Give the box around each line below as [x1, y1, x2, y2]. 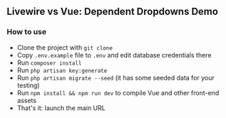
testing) [16, 81, 40, 90]
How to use [6, 27, 47, 37]
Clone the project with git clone [16, 43, 113, 52]
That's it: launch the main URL [16, 103, 106, 112]
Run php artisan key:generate [16, 65, 108, 74]
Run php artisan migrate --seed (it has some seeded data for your [16, 73, 215, 82]
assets [16, 96, 37, 104]
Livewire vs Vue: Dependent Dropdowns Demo [6, 6, 219, 18]
